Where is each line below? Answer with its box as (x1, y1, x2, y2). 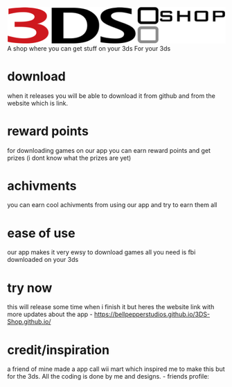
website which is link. (7, 99, 69, 107)
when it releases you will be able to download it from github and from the (7, 91, 216, 100)
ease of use (7, 225, 75, 241)
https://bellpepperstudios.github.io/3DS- (93, 310, 211, 319)
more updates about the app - (7, 310, 93, 319)
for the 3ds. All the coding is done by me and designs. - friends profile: (7, 372, 210, 381)
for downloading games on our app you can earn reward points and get (7, 146, 211, 154)
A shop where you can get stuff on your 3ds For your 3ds (7, 44, 171, 52)
